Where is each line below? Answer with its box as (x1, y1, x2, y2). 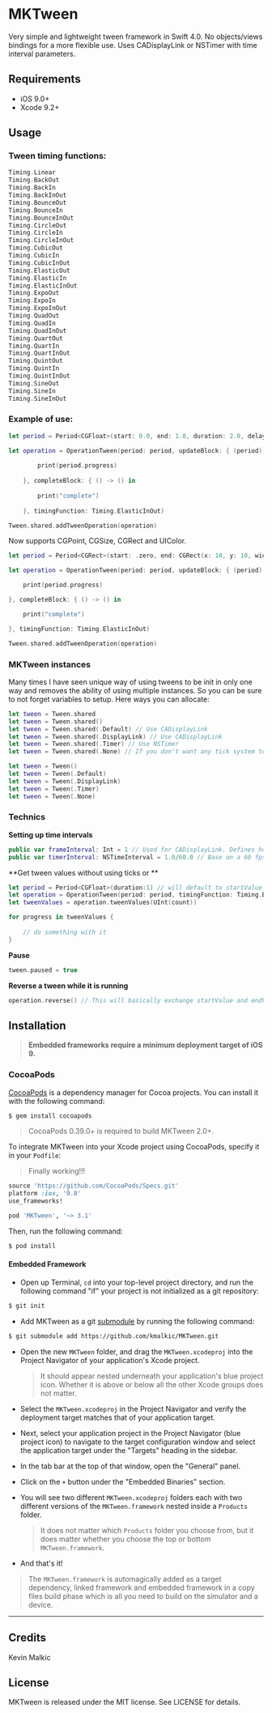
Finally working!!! (28, 1166, 86, 1176)
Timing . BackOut (8, 176, 60, 185)
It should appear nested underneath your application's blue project (40, 1370, 264, 1381)
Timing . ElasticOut (8, 266, 70, 275)
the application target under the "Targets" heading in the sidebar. (19, 1445, 238, 1455)
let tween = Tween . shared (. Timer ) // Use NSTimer (8, 740, 180, 748)
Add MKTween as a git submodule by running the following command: (19, 1316, 255, 1326)
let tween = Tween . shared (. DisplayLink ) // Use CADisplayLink (8, 732, 223, 741)
